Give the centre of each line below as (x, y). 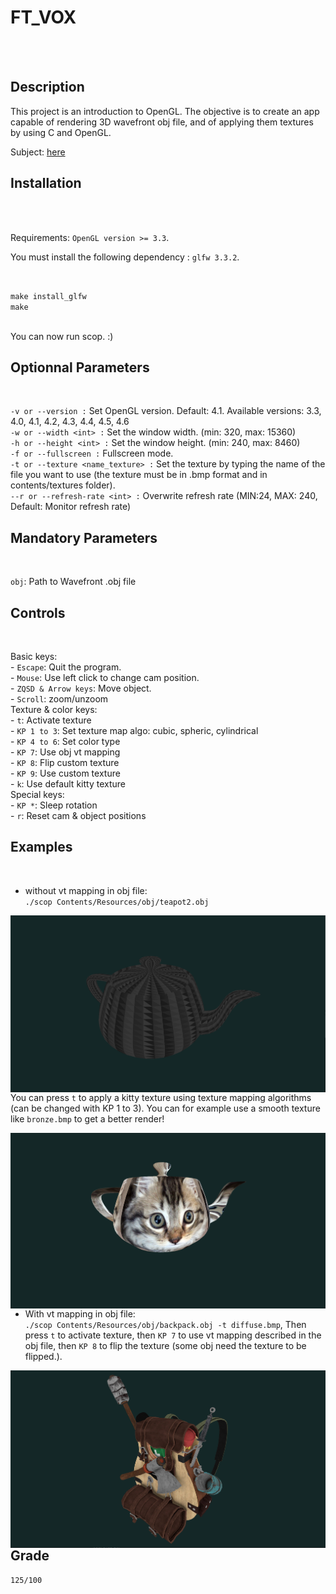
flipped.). (43, 1357)
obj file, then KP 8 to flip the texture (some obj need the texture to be (165, 1346)
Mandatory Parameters (84, 537)
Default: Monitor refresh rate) (71, 507)
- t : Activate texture (51, 720)
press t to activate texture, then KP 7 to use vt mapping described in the (173, 1335)
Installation (46, 183)
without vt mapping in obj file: (86, 890)
